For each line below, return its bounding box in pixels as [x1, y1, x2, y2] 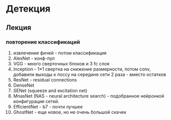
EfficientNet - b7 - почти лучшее [13, 103, 83, 109]
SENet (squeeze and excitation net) [13, 87, 88, 94]
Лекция [6, 23, 32, 32]
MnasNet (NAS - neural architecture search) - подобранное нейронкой [13, 93, 164, 99]
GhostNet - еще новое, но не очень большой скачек [13, 109, 127, 115]
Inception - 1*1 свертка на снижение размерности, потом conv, [13, 66, 151, 72]
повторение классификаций [6, 38, 80, 46]
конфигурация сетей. [13, 98, 60, 104]
